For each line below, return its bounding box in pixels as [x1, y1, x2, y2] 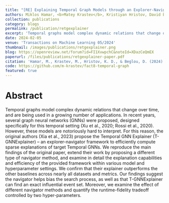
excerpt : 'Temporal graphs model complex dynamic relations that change [5, 31, 161, 36]
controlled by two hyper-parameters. [5, 192, 81, 198]
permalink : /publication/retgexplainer [5, 26, 89, 31]
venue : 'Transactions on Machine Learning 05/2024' [5, 40, 116, 45]
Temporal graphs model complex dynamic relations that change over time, [5, 106, 159, 112]
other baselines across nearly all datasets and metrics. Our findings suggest [5, 171, 163, 177]
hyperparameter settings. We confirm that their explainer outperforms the [5, 165, 158, 171]
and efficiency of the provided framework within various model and [5, 160, 145, 166]
